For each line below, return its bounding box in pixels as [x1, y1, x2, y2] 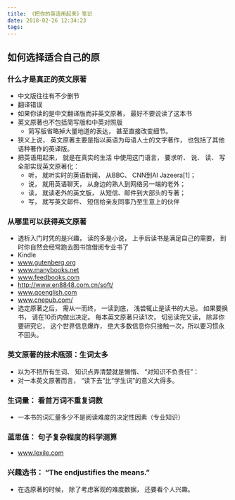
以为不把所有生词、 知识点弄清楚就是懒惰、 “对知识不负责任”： [17, 367, 200, 376]
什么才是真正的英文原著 [7, 74, 87, 84]
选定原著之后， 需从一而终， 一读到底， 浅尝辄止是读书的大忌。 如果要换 [17, 304, 229, 312]
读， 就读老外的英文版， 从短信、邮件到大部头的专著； [27, 188, 186, 197]
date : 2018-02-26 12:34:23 [7, 17, 87, 24]
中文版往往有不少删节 [17, 92, 80, 100]
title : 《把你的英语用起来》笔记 [7, 10, 93, 18]
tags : [7, 23, 23, 30]
